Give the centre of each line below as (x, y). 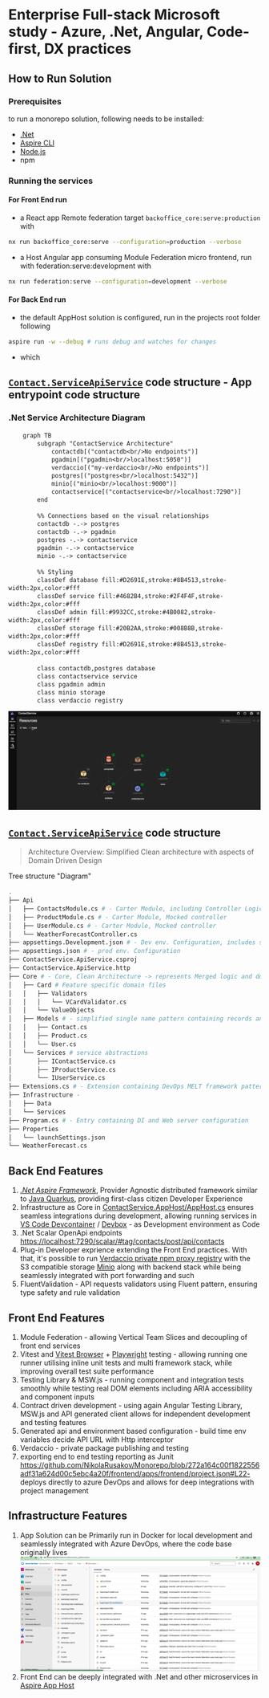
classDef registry (68, 644)
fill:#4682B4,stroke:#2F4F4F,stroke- (161, 596)
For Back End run (37, 299)
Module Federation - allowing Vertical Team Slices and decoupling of (134, 1337)
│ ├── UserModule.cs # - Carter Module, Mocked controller (112, 926)
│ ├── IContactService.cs (62, 1061)
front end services (50, 1346)
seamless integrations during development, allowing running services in (139, 1216)
